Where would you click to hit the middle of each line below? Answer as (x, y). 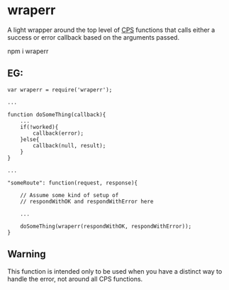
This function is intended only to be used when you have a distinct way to (115, 271)
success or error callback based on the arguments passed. (93, 37)
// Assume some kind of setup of (69, 195)
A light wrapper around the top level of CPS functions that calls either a (111, 30)
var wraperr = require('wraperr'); (60, 90)
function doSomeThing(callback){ (57, 115)
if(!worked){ (39, 127)
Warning (27, 254)
